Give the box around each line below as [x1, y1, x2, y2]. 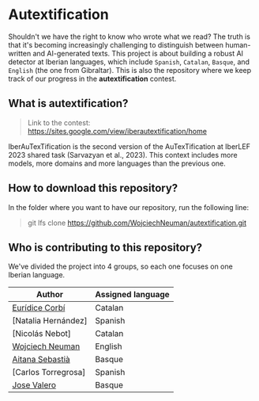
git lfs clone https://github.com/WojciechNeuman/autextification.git [27, 218, 247, 227]
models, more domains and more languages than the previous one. [8, 158, 227, 168]
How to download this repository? [8, 181, 178, 195]
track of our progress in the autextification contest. [8, 74, 177, 83]
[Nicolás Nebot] [12, 328, 71, 339]
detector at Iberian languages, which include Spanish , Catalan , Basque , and [8, 57, 250, 67]
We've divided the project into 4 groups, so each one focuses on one [8, 262, 233, 271]
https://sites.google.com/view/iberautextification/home [27, 126, 208, 136]
